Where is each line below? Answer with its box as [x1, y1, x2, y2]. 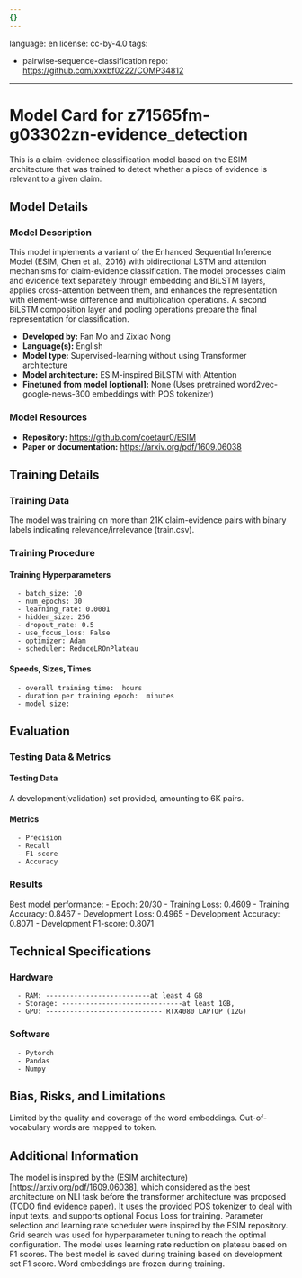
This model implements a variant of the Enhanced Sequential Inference [9, 247, 272, 258]
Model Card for [9, 105, 124, 125]
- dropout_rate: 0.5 [17, 621, 94, 630]
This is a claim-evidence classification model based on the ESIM [9, 154, 248, 165]
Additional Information [9, 1148, 138, 1164]
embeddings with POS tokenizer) [92, 388, 214, 399]
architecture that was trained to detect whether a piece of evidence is [9, 163, 268, 174]
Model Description [9, 226, 93, 239]
